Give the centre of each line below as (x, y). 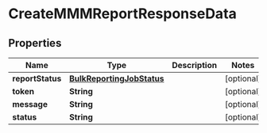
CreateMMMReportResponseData (122, 14)
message (30, 104)
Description (194, 65)
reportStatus (37, 78)
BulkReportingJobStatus (116, 78)
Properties (35, 43)
